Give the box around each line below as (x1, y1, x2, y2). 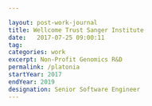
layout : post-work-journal (8, 18, 98, 26)
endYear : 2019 (8, 77, 56, 86)
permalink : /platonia (8, 63, 80, 72)
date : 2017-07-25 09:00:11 (8, 33, 105, 41)
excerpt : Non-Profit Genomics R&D (8, 56, 123, 64)
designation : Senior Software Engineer (8, 85, 141, 93)
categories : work (8, 49, 66, 57)
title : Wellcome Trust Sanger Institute (8, 26, 145, 34)
